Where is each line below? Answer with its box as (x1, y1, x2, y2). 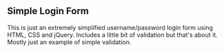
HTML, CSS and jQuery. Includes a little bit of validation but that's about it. (7, 31, 218, 39)
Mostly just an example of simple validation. (7, 37, 132, 46)
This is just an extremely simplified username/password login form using (7, 23, 214, 31)
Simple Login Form (7, 5, 90, 17)
